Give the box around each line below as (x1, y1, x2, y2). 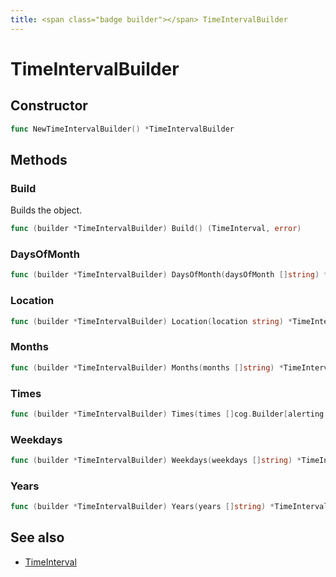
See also (10, 529, 65, 546)
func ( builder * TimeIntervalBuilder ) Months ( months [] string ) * (10, 362, 284, 373)
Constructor (10, 97, 88, 115)
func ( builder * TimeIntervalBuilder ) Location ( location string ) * (10, 316, 293, 326)
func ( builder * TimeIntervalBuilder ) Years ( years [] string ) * (10, 502, 275, 512)
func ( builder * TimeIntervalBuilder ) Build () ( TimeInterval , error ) (10, 224, 302, 234)
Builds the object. (10, 204, 83, 216)
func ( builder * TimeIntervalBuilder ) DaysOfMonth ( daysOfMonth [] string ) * (10, 270, 329, 280)
